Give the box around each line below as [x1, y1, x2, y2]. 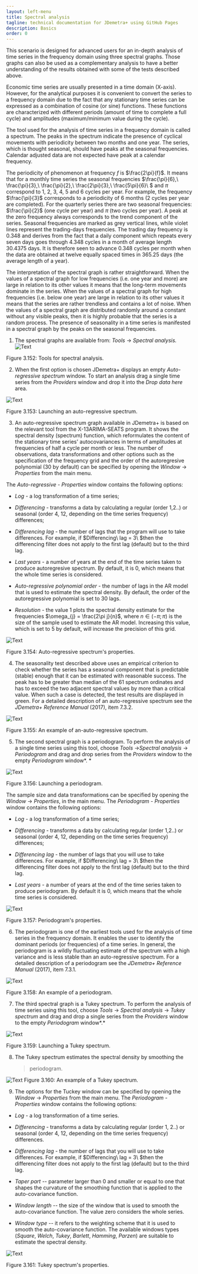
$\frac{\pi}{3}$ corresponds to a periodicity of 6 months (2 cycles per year [6, 195, 189, 202]
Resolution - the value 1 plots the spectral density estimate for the [14, 607, 175, 614]
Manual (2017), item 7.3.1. [14, 966, 77, 973]
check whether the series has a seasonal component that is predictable [14, 666, 189, 673]
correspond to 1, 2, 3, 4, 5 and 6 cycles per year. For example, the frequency [6, 188, 193, 195]
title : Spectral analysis [6, 14, 70, 20]
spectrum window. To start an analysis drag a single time [41, 372, 180, 379]
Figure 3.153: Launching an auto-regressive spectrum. [6, 408, 138, 415]
